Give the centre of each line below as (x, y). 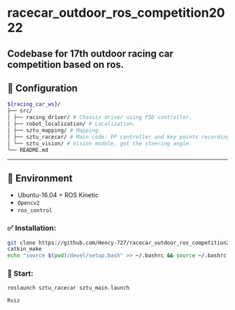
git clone (22, 243)
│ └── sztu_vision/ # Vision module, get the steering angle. (100, 143)
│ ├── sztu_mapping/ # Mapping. (54, 130)
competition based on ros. (66, 64)
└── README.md (28, 150)
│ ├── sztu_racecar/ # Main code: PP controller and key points (103, 137)
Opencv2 (28, 203)
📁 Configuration (43, 88)
